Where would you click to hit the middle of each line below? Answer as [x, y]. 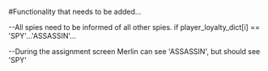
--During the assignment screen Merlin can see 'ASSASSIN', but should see [134, 51]
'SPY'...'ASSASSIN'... [43, 36]
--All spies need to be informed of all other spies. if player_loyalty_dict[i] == [134, 27]
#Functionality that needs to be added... [75, 12]
